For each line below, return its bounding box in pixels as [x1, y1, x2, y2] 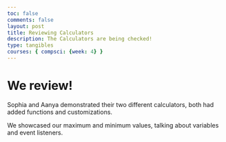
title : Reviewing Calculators [7, 29, 94, 36]
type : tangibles [7, 42, 54, 49]
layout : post [7, 23, 45, 29]
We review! [7, 78, 73, 93]
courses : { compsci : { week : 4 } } [7, 49, 103, 56]
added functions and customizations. [7, 108, 112, 116]
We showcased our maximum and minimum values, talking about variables [7, 121, 219, 129]
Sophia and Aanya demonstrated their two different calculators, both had [7, 100, 214, 108]
